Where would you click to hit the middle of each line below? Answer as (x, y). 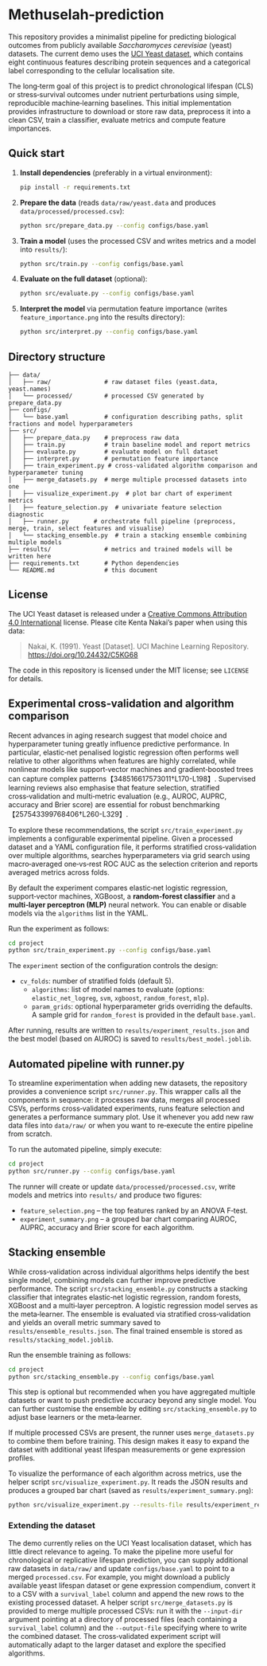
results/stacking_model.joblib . (61, 1339)
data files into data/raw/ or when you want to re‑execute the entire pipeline (131, 1126)
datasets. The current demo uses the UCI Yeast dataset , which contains (126, 53)
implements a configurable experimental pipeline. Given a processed (121, 838)
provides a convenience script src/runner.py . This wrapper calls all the (125, 1092)
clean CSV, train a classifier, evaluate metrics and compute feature (117, 120)
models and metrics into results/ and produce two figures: (105, 1195)
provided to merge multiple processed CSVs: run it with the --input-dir (126, 1610)
